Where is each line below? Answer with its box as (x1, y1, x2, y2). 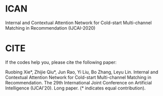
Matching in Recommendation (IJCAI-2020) (5, 25, 96, 31)
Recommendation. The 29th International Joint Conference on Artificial (5, 79, 152, 85)
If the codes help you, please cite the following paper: (5, 59, 117, 65)
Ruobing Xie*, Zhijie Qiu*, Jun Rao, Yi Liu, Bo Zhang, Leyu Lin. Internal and (5, 69, 158, 75)
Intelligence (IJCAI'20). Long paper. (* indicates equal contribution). (5, 85, 146, 91)
